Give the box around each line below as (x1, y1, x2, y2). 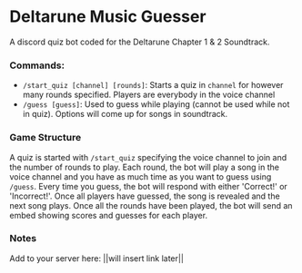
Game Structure (9, 132, 82, 144)
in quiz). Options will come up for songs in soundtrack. (22, 109, 228, 120)
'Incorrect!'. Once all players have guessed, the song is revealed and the (9, 190, 280, 201)
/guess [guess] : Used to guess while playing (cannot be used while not (22, 99, 290, 110)
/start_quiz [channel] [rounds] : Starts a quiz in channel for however (22, 80, 284, 91)
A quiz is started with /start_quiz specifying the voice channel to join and (9, 151, 287, 162)
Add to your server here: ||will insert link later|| (9, 252, 185, 264)
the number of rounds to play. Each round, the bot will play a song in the (9, 161, 280, 172)
